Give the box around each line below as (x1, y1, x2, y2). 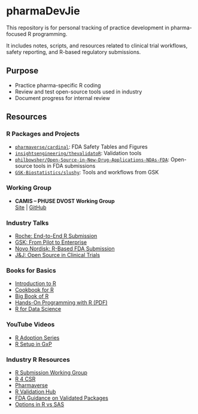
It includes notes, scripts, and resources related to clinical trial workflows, (6, 42, 188, 49)
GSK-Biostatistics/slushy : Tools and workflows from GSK (14, 169, 159, 176)
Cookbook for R (14, 286, 54, 294)
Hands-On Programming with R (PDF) (14, 299, 108, 306)
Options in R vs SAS (14, 400, 65, 408)
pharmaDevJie (6, 4, 80, 18)
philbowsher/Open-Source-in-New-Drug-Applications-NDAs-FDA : (14, 156, 169, 163)
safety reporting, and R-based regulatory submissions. (6, 48, 141, 55)
